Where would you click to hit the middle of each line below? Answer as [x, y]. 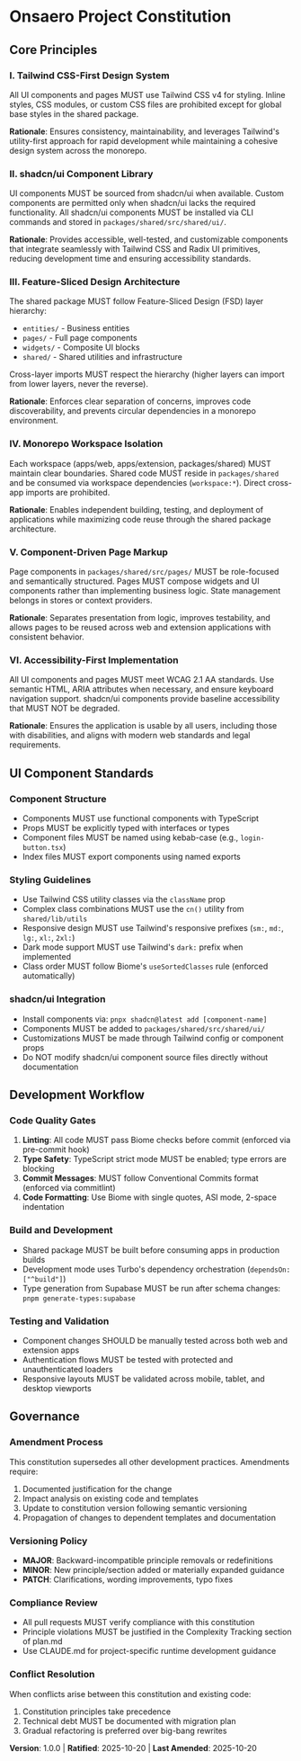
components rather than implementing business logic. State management [145, 591]
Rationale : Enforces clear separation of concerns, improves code [130, 401]
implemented [47, 957]
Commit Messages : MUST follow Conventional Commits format [140, 1178]
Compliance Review [53, 1603]
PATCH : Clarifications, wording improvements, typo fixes [128, 1579]
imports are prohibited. [68, 492]
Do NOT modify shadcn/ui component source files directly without [145, 1057]
